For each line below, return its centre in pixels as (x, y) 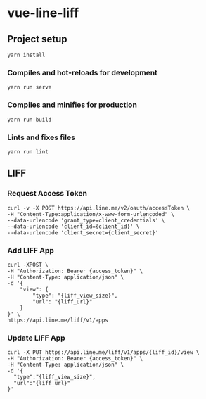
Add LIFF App (31, 250)
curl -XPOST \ (28, 265)
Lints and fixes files (41, 137)
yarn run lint (28, 152)
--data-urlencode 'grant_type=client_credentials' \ (86, 220)
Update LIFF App (36, 338)
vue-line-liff (43, 13)
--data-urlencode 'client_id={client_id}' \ (73, 227)
